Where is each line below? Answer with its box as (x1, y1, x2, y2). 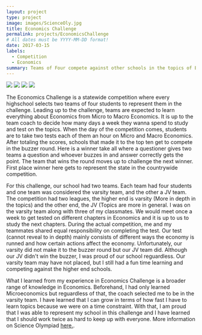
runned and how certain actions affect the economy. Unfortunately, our (6, 240, 182, 247)
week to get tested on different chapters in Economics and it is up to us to (6, 214, 189, 222)
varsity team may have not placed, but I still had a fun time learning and (6, 259, 183, 266)
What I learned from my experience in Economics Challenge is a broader (6, 277, 186, 284)
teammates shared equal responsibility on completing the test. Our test (6, 227, 182, 234)
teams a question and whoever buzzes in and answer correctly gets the (6, 151, 183, 158)
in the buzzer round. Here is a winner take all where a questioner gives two (6, 145, 192, 152)
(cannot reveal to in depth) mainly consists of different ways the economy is (6, 233, 194, 241)
